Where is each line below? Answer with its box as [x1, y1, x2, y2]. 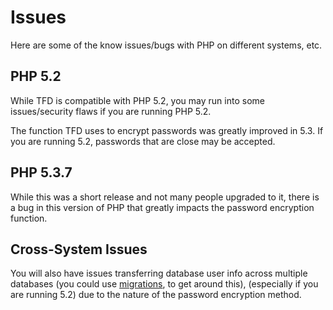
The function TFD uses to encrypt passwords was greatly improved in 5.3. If [10, 124, 324, 136]
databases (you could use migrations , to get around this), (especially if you [10, 278, 319, 290]
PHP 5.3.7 [10, 164, 73, 181]
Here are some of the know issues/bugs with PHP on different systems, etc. [10, 39, 323, 51]
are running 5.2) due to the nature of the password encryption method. [10, 289, 302, 301]
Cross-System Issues [10, 241, 148, 258]
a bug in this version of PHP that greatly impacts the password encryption [10, 201, 315, 213]
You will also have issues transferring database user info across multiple [10, 267, 308, 280]
